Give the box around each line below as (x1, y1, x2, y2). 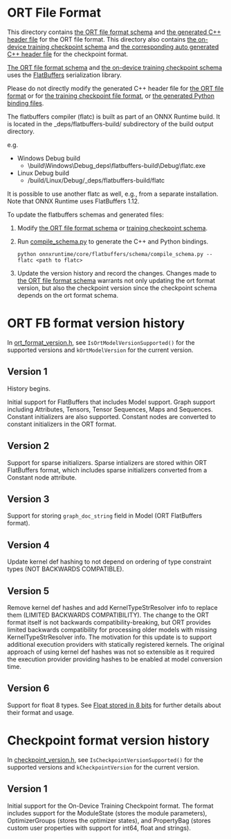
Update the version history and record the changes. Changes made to (17, 269, 216, 277)
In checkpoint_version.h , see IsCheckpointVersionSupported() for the (7, 755, 204, 764)
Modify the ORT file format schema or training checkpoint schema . (17, 223, 208, 232)
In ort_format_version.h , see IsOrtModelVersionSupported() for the (7, 338, 195, 346)
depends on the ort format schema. (17, 291, 119, 299)
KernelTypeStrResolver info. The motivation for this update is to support (7, 633, 212, 641)
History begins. (7, 384, 50, 393)
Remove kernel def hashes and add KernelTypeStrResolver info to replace (7, 603, 218, 611)
